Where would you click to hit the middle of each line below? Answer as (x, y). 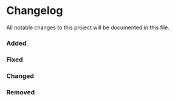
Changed (20, 75)
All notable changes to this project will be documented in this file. (88, 27)
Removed (21, 92)
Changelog (35, 11)
